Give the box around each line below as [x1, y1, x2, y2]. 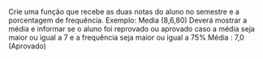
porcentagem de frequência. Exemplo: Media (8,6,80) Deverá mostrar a [8, 15, 248, 25]
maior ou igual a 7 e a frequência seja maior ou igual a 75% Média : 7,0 [8, 32, 245, 42]
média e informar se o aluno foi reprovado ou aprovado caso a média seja [8, 24, 256, 33]
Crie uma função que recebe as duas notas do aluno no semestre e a [8, 7, 239, 16]
